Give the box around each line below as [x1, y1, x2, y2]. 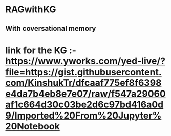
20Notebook [5, 120, 60, 132]
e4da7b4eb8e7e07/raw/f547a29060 [5, 88, 166, 99]
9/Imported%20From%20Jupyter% [5, 109, 162, 121]
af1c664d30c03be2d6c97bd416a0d [5, 99, 164, 110]
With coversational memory [5, 24, 96, 33]
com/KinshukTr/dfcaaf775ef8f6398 [5, 77, 162, 88]
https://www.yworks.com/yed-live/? [5, 55, 165, 67]
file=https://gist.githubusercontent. [5, 66, 162, 78]
